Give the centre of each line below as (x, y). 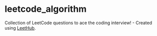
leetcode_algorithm (46, 9)
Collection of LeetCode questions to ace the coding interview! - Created (78, 23)
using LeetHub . (20, 28)
